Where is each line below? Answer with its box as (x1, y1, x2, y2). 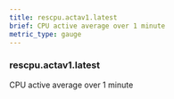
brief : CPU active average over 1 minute (9, 21, 166, 30)
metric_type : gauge (9, 29, 82, 38)
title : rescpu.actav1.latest (9, 12, 118, 22)
